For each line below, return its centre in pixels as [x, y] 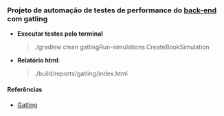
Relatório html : [38, 60]
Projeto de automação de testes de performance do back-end [112, 10]
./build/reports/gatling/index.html [81, 73]
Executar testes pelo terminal [60, 34]
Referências [25, 89]
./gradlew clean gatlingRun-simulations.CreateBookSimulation [122, 47]
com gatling [27, 19]
